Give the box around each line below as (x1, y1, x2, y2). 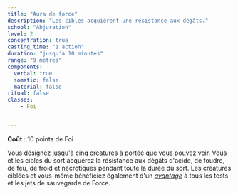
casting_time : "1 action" (7, 43, 84, 50)
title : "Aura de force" (7, 10, 78, 18)
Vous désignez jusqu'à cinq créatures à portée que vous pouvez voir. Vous (7, 149, 227, 157)
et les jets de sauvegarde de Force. (7, 178, 111, 187)
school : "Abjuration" (7, 23, 72, 31)
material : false (14, 83, 62, 90)
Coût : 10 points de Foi (7, 134, 73, 143)
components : (7, 63, 43, 70)
